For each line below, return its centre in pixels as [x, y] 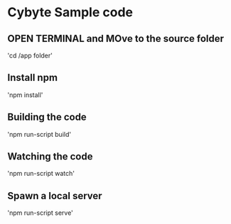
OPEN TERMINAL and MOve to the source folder [116, 39]
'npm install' [25, 95]
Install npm [33, 78]
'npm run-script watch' [41, 174]
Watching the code [50, 157]
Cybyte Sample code [70, 12]
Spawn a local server [55, 196]
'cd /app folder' [30, 55]
